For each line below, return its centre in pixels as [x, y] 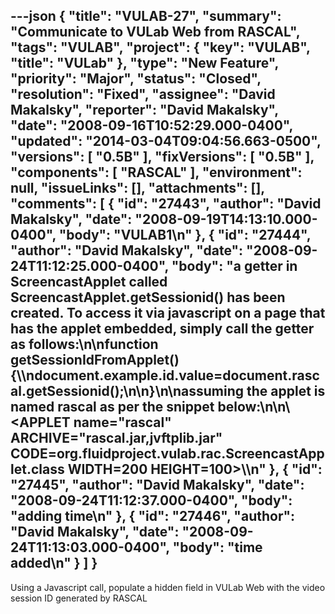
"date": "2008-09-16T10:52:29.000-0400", [151, 125]
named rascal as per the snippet [112, 407]
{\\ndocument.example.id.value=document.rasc [165, 375]
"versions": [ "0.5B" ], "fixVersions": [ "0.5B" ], [162, 157]
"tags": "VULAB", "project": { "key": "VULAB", [160, 47]
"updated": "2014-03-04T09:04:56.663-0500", [166, 141]
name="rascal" [122, 422]
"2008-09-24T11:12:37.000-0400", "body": [151, 500]
